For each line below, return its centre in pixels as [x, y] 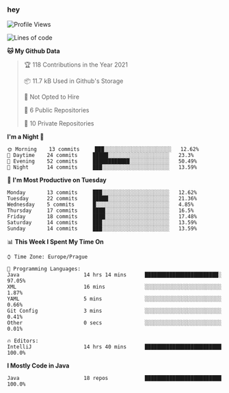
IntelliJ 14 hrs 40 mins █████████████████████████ [114, 347]
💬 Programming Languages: [44, 269]
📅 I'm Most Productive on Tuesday [57, 180]
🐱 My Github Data [33, 51]
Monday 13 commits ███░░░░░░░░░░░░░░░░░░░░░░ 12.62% [102, 193]
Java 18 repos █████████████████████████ [114, 379]
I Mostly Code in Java [38, 366]
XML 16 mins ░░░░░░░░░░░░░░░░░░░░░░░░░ [114, 287]
